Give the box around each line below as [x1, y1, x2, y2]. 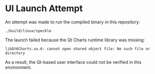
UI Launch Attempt [5, 3, 83, 14]
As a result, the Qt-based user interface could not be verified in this [5, 59, 142, 65]
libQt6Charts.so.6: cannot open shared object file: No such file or [5, 46, 151, 51]
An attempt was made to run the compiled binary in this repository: [5, 19, 140, 25]
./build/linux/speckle [5, 28, 52, 33]
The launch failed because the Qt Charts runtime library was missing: [5, 37, 145, 43]
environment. [5, 64, 32, 70]
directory [5, 51, 26, 55]
